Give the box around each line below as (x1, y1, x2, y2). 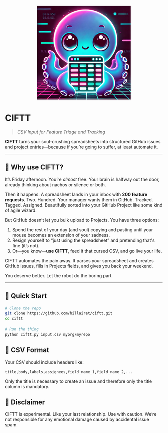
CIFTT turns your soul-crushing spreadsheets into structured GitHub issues (5, 138, 161, 144)
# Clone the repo (5, 306, 41, 311)
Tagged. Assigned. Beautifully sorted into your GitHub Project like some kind (5, 202, 163, 208)
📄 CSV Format (5, 346, 50, 354)
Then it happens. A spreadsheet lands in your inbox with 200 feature (5, 191, 147, 197)
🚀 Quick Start (5, 292, 47, 300)
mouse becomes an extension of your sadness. (12, 232, 110, 238)
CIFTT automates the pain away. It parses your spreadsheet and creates (5, 257, 154, 263)
